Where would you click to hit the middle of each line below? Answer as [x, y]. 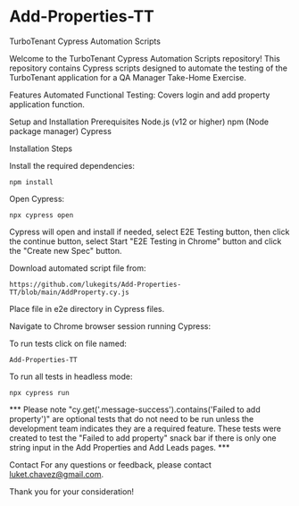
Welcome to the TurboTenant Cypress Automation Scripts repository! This [145, 58]
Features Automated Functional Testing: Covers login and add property [140, 95]
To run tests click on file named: [68, 343]
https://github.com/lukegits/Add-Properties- [95, 284]
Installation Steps [41, 148]
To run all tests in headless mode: [71, 376]
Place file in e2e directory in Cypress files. [87, 308]
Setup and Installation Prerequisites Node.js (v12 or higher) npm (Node [139, 122]
